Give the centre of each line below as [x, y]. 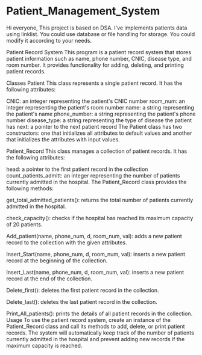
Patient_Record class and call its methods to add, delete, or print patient [96, 326]
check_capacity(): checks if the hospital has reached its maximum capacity [100, 218]
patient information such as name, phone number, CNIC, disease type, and [99, 58]
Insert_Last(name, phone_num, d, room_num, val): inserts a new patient [95, 272]
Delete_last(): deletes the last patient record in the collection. [82, 301]
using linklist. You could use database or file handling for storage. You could [101, 34]
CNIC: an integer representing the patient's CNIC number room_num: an [96, 101]
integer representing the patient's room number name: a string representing [100, 107]
